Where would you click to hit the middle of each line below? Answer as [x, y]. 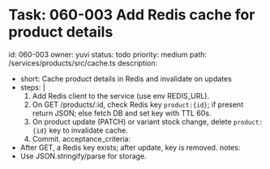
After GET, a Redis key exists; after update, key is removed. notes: [130, 147]
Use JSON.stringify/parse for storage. [84, 156]
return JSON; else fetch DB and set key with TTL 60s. [122, 113]
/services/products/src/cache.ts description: [83, 63]
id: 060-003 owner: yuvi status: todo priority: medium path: [108, 54]
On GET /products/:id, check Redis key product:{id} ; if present [138, 104]
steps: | [33, 87]
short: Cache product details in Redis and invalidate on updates [126, 78]
